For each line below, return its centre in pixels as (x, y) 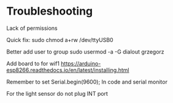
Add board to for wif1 (33, 63)
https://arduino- (81, 63)
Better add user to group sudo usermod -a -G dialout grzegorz (85, 51)
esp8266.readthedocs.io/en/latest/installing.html (68, 70)
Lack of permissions (32, 28)
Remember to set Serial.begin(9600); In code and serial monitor (87, 82)
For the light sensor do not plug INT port (57, 93)
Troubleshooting (50, 11)
